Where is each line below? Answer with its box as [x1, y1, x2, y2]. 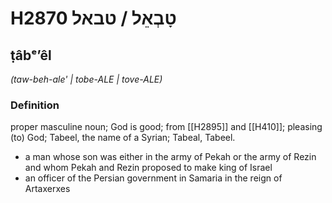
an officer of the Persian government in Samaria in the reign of [24, 172, 283, 184]
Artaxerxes [24, 183, 71, 195]
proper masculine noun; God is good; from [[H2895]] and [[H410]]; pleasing [10, 121, 323, 133]
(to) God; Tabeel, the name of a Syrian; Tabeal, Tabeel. [10, 132, 236, 144]
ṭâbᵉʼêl [10, 47, 52, 64]
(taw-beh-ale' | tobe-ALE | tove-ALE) [10, 73, 163, 85]
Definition [10, 98, 60, 112]
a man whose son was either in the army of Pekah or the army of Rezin [24, 151, 317, 163]
